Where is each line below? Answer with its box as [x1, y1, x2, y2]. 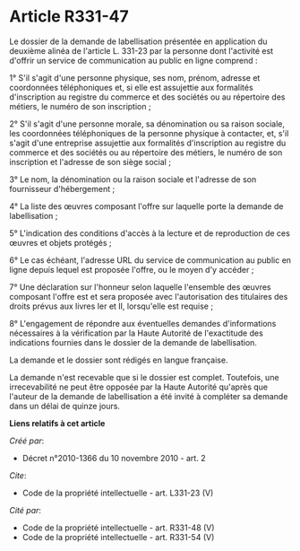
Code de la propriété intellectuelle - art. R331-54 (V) [21, 531, 215, 542]
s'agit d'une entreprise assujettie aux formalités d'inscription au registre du [9, 137, 287, 148]
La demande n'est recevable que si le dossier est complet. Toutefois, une [9, 372, 279, 382]
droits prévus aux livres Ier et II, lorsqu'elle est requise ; [9, 301, 213, 311]
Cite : [9, 469, 27, 481]
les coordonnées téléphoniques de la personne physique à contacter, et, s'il [9, 127, 289, 138]
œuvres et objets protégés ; [9, 237, 112, 248]
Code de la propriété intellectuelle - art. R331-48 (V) [21, 522, 215, 533]
